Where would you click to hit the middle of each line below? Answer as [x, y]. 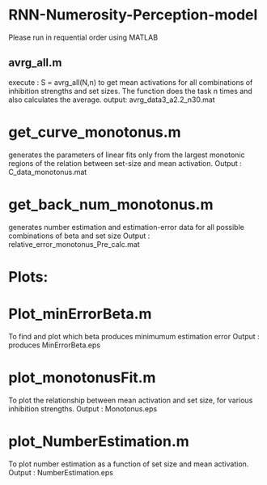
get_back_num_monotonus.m [111, 204]
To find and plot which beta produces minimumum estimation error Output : [134, 336]
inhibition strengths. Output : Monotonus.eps [83, 408]
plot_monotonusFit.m [82, 377]
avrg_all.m [35, 63]
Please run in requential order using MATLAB [83, 37]
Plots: [28, 277]
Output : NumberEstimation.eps [61, 472]
